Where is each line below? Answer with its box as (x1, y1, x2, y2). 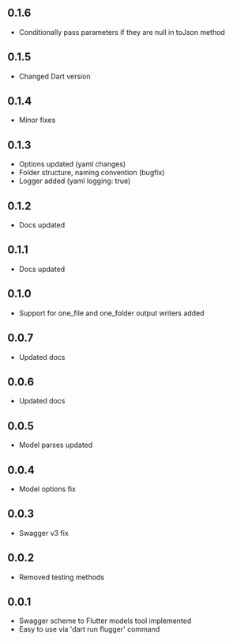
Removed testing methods (18, 572, 104, 582)
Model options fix (18, 483, 77, 494)
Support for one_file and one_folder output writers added (18, 308, 205, 318)
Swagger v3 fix (18, 528, 69, 537)
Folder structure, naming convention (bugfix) (18, 168, 165, 178)
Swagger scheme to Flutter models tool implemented (18, 616, 192, 625)
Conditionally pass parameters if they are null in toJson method (18, 27, 226, 36)
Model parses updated (18, 440, 93, 450)
